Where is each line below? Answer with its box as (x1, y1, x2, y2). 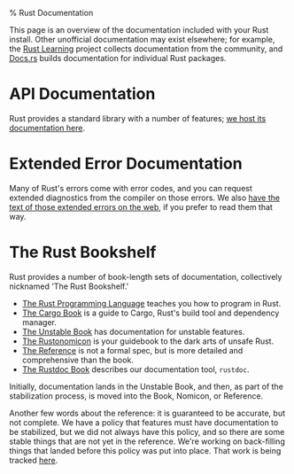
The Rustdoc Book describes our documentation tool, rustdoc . (21, 363, 250, 375)
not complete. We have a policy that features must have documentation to (9, 416, 279, 428)
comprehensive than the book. (21, 354, 135, 365)
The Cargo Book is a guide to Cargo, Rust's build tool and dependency (21, 307, 280, 318)
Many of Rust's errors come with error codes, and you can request (9, 183, 252, 193)
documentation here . (9, 122, 86, 133)
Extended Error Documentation (9, 154, 243, 174)
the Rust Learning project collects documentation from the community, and (9, 43, 283, 54)
